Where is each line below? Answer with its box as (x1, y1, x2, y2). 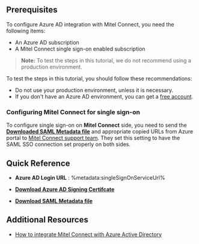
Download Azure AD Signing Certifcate (14, 186, 115, 193)
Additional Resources (6, 215, 88, 225)
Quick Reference (6, 158, 70, 168)
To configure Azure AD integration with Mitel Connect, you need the (6, 20, 174, 28)
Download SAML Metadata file (14, 197, 93, 204)
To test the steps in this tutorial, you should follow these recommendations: (6, 75, 192, 82)
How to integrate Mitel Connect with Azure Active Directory (14, 231, 162, 238)
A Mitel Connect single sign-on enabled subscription (14, 45, 145, 52)
